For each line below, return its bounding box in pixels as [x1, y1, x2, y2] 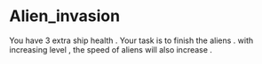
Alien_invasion [9, 6, 121, 26]
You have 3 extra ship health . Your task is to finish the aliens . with [9, 35, 254, 46]
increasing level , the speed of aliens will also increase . [9, 44, 213, 54]
